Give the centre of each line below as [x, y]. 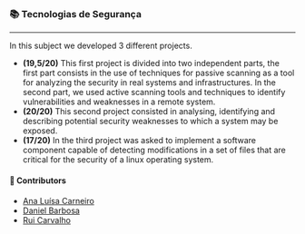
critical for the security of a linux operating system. [118, 160]
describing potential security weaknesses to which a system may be [150, 122]
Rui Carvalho [46, 219]
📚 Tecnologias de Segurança [76, 14]
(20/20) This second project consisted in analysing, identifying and [148, 112]
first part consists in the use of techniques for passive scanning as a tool [158, 73]
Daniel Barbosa [51, 210]
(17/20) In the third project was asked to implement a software [139, 141]
